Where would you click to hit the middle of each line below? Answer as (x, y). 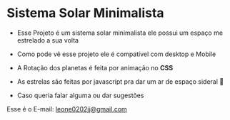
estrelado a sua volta (48, 40)
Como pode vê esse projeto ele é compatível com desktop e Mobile (116, 54)
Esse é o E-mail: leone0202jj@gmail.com (67, 109)
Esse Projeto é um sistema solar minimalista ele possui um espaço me (120, 33)
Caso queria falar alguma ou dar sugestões (80, 95)
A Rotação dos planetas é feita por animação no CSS (95, 67)
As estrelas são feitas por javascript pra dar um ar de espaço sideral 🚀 (120, 81)
